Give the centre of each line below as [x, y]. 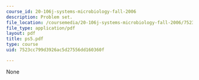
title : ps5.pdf [25, 39]
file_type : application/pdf [41, 28]
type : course [22, 45]
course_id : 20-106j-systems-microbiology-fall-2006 [71, 11]
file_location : [25, 22]
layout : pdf [21, 34]
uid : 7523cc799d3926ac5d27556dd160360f [55, 50]
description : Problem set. [39, 17]
